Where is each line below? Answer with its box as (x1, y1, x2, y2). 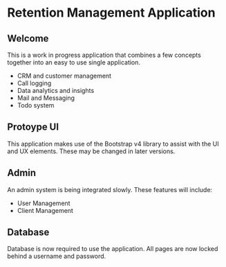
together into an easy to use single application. (7, 58, 140, 67)
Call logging (17, 79, 52, 87)
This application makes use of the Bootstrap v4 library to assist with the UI (7, 139, 219, 148)
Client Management (17, 206, 74, 214)
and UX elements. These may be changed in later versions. (7, 147, 176, 155)
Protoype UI (7, 121, 59, 133)
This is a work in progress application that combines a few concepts (7, 51, 202, 59)
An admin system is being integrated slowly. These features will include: (7, 185, 213, 193)
